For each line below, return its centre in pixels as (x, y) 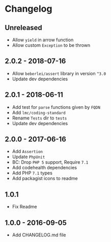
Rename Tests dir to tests (39, 118)
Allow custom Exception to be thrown (51, 45)
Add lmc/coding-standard (39, 112)
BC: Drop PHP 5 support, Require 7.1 (50, 162)
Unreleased (24, 28)
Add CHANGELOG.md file (39, 235)
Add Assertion (27, 152)
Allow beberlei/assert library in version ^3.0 (59, 73)
